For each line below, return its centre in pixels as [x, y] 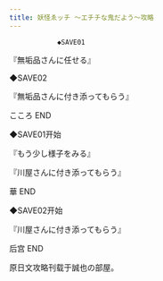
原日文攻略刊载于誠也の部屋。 [64, 267]
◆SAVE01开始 [35, 134]
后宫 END [27, 248]
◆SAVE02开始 [36, 210]
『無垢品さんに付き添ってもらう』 [71, 96]
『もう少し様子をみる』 [52, 153]
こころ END [30, 115]
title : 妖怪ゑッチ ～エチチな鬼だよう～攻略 [81, 17]
